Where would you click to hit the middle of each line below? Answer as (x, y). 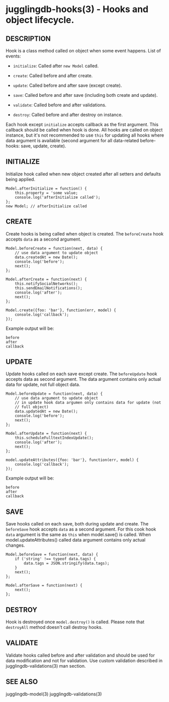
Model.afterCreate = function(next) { (46, 279)
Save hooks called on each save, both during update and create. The (77, 524)
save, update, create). (44, 146)
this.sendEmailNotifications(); (49, 288)
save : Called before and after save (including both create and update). (85, 95)
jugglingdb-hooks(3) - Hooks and (77, 9)
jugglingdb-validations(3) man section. (46, 666)
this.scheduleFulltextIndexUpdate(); (54, 438)
